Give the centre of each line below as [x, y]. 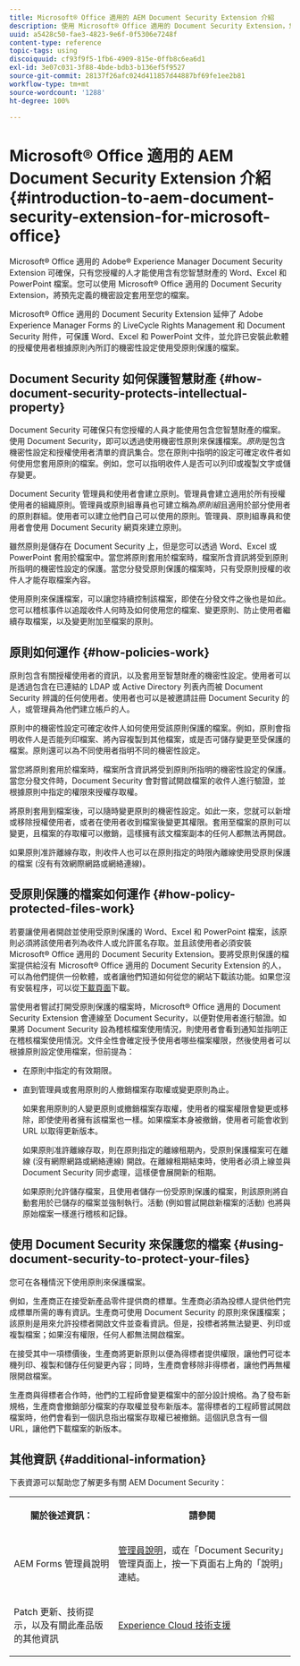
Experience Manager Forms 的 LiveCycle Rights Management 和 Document [147, 325]
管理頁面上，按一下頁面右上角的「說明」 [200, 1564]
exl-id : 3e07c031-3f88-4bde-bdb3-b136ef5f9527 [97, 68]
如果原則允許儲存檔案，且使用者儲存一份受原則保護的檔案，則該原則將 [151, 1191]
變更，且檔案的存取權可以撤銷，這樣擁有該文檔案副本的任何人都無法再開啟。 [150, 833]
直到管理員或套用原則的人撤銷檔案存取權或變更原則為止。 [128, 1089]
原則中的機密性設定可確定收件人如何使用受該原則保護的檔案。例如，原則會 [146, 728]
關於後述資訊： [62, 1516]
